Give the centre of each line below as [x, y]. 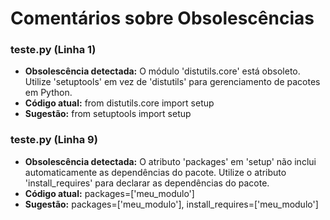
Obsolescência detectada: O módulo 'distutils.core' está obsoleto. [162, 71]
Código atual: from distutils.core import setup [119, 103]
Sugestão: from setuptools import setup [108, 114]
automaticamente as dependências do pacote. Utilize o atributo [155, 172]
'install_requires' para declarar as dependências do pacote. [147, 183]
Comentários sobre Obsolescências [162, 18]
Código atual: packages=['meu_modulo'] [109, 193]
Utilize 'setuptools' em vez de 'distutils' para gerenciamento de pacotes [172, 82]
